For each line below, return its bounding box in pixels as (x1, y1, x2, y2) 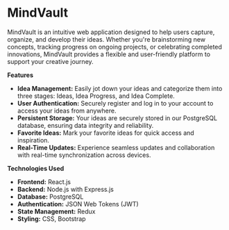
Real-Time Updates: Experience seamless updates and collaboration (17, 143, 215, 151)
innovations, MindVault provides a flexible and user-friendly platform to (7, 50, 210, 58)
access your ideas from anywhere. (17, 106, 117, 115)
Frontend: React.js (17, 177, 71, 186)
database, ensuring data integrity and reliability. (17, 121, 154, 129)
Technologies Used (7, 164, 65, 172)
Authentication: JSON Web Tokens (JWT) (17, 199, 139, 208)
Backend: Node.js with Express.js (17, 185, 114, 193)
